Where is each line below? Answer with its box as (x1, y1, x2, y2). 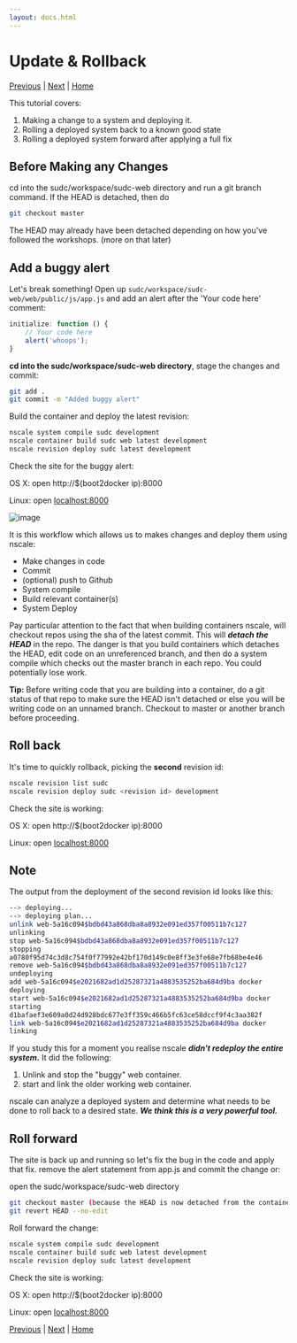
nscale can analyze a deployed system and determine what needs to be (9, 1096, 271, 1107)
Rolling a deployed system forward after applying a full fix (21, 134, 232, 144)
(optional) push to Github (21, 575, 113, 585)
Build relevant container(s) (21, 593, 119, 604)
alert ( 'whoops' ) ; (25, 336, 89, 345)
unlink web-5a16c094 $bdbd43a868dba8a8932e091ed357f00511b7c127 (9, 920, 247, 930)
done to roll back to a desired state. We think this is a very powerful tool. (9, 1106, 278, 1116)
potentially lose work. (9, 667, 88, 677)
